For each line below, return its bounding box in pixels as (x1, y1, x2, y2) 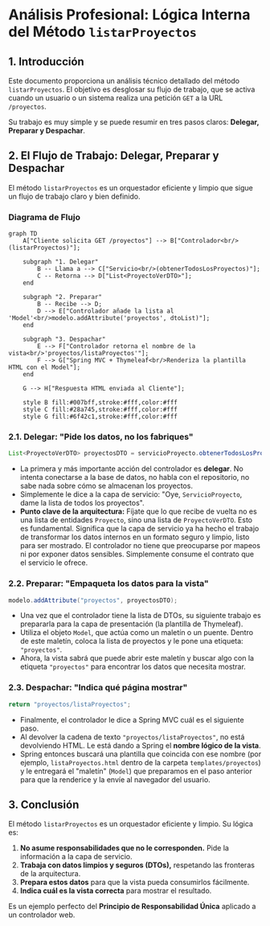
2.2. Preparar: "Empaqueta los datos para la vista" (8, 578, 209, 589)
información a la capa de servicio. (19, 852, 133, 862)
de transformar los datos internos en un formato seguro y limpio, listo (19, 532, 250, 542)
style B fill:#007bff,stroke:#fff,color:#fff (22, 399, 178, 407)
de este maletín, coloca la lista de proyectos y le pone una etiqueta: (19, 637, 243, 646)
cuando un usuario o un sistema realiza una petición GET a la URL (8, 93, 223, 102)
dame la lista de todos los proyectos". (19, 498, 145, 508)
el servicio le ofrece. (19, 558, 88, 567)
